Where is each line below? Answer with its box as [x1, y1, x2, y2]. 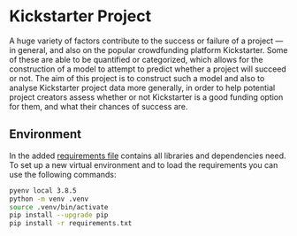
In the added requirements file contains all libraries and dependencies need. [9, 150, 286, 161]
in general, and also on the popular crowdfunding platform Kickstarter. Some [9, 44, 288, 55]
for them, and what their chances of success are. [9, 101, 188, 111]
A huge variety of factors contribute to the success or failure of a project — [9, 35, 284, 46]
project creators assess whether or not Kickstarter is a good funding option [9, 91, 284, 103]
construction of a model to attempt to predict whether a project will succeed [9, 64, 287, 74]
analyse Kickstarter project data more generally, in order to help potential [9, 82, 276, 93]
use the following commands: [9, 169, 117, 179]
